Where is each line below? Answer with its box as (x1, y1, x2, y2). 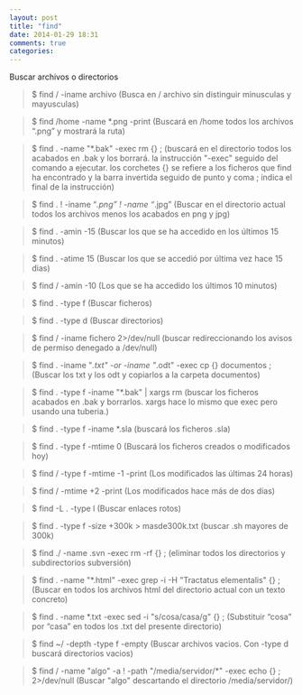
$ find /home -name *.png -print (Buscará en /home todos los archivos (31, 116, 294, 127)
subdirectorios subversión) (31, 557, 133, 569)
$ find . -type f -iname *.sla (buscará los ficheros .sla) (31, 423, 232, 434)
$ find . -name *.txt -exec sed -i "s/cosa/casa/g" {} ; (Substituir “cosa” (31, 611, 292, 623)
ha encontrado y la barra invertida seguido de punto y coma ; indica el (31, 172, 293, 183)
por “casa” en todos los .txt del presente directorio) (31, 621, 223, 632)
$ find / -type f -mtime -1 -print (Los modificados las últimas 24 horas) (31, 468, 294, 479)
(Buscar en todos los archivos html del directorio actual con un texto (31, 584, 286, 596)
